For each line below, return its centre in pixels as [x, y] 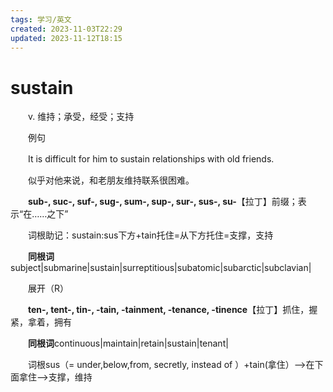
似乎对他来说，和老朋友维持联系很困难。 [111, 180]
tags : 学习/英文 [41, 19]
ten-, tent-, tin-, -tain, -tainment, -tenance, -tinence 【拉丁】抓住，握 [173, 310]
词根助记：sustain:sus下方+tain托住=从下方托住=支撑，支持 [150, 235]
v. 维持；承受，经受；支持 [81, 117]
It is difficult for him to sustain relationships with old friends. [151, 159]
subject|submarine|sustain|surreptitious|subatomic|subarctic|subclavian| [161, 268]
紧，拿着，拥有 [41, 322]
